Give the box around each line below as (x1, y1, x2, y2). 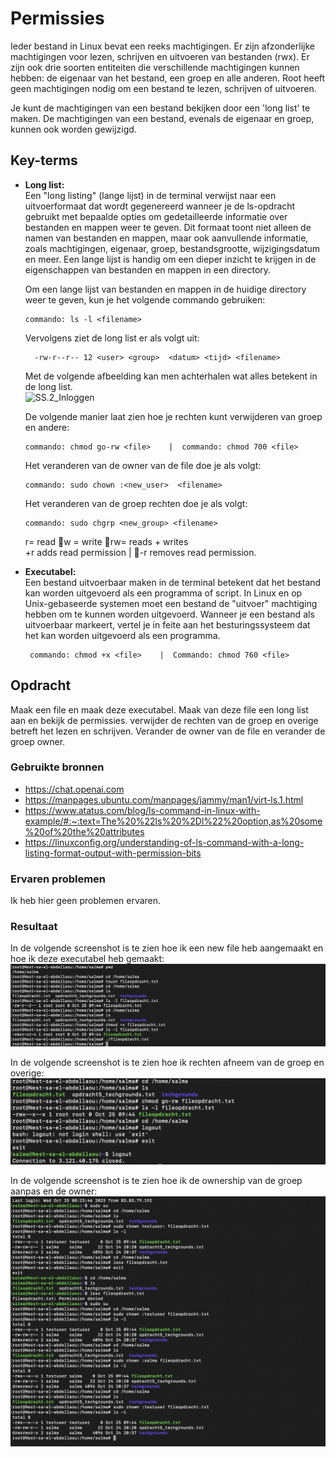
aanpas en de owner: (10, 1185, 98, 1197)
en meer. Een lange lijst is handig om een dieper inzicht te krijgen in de (24, 253, 317, 265)
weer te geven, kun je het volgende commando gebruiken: (24, 293, 266, 306)
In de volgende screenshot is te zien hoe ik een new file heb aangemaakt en (10, 942, 324, 954)
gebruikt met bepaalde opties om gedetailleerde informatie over (24, 210, 288, 222)
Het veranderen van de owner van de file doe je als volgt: (24, 459, 262, 471)
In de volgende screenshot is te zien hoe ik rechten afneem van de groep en (10, 1056, 325, 1068)
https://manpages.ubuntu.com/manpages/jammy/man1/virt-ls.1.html (24, 793, 304, 806)
